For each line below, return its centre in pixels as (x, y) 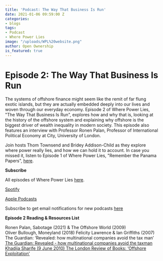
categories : (17, 19)
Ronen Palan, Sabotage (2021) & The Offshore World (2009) (66, 228)
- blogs (13, 23)
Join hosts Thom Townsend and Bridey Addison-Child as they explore (76, 145)
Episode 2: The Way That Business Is (81, 75)
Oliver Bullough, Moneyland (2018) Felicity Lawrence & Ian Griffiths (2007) (80, 233)
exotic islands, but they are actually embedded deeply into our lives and (78, 104)
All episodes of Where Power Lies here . (45, 180)
